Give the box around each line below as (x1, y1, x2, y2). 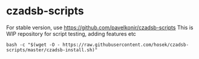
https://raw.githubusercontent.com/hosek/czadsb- (62, 42, 189, 48)
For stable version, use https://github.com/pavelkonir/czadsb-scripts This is (6, 24, 194, 31)
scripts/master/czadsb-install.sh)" (6, 46, 98, 53)
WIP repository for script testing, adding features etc (6, 30, 137, 37)
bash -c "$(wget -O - (6, 42, 61, 48)
